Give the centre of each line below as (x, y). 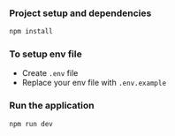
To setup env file (46, 54)
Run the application (52, 106)
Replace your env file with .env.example (94, 83)
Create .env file (50, 73)
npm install (31, 32)
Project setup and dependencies (80, 13)
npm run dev (31, 124)
